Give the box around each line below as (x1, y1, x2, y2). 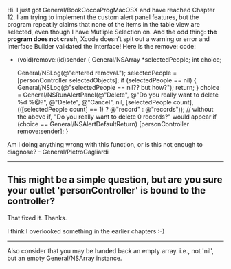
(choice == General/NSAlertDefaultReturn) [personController (16, 120, 190, 128)
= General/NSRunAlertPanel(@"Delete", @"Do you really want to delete (16, 91, 219, 99)
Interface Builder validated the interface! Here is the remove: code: (7, 43, 196, 50)
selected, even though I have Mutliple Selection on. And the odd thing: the (7, 27, 218, 36)
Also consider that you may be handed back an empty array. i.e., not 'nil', (7, 246, 214, 255)
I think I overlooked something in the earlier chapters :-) (7, 226, 165, 235)
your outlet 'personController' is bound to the (7, 185, 206, 196)
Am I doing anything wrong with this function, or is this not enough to (7, 141, 203, 148)
